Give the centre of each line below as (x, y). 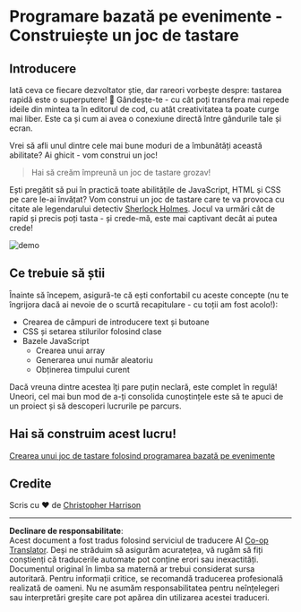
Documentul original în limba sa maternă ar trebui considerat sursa (132, 569)
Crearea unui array (70, 350)
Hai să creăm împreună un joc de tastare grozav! (121, 172)
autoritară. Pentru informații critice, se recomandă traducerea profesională (146, 579)
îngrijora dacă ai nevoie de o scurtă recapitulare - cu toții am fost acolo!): (144, 304)
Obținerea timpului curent (82, 369)
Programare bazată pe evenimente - (146, 17)
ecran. (21, 128)
